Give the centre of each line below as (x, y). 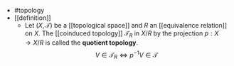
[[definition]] (32, 18)
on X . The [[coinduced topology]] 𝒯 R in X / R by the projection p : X (122, 34)
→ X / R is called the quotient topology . (81, 43)
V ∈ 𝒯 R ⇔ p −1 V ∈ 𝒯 (127, 55)
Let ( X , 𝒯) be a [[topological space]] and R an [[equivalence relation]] (126, 25)
